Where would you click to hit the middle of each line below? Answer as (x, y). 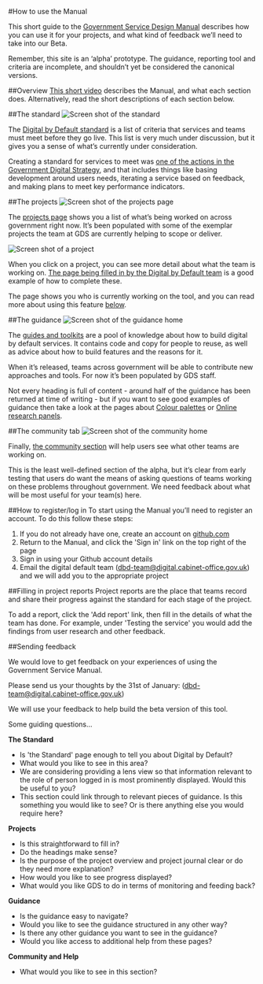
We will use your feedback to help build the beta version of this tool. (118, 709)
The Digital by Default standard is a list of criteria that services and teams (127, 129)
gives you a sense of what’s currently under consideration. (103, 146)
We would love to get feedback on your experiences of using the (113, 662)
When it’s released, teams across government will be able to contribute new (131, 367)
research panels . (35, 416)
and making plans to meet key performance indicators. (97, 187)
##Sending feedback (42, 646)
